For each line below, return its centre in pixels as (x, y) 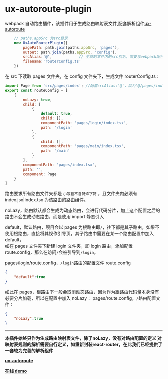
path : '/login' (56, 128)
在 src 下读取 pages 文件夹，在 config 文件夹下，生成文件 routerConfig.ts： (83, 76)
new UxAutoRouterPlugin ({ (41, 43)
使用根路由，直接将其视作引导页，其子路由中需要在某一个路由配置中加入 (79, 234)
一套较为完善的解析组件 (29, 350)
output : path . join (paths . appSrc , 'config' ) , (70, 52)
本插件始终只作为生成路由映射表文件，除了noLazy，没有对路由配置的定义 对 (84, 338)
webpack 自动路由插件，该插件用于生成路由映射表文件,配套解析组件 (75, 23)
